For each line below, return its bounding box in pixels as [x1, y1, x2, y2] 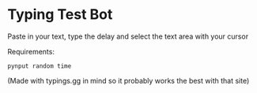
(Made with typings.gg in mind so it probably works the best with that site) [7, 76, 250, 85]
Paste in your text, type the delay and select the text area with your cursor [7, 32, 249, 41]
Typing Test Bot [7, 6, 113, 24]
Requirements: [7, 46, 55, 56]
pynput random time [7, 61, 72, 70]
